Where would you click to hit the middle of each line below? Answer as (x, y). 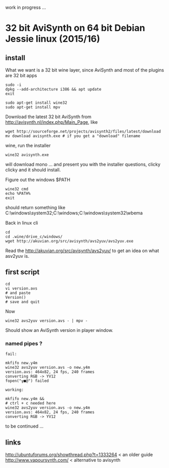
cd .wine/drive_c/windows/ (34, 237)
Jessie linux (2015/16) (53, 39)
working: (15, 390)
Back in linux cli (22, 223)
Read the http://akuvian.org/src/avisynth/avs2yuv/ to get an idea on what (82, 251)
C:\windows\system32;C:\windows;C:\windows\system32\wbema (74, 213)
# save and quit (22, 302)
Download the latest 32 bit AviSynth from (49, 117)
